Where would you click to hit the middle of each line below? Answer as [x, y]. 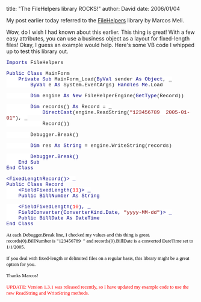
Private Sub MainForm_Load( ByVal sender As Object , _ [95, 79]
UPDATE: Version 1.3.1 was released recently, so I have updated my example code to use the [97, 287]
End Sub [29, 162]
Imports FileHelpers [35, 63]
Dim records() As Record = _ [71, 107]
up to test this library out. [37, 51]
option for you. [21, 264]
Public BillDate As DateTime [59, 218]
